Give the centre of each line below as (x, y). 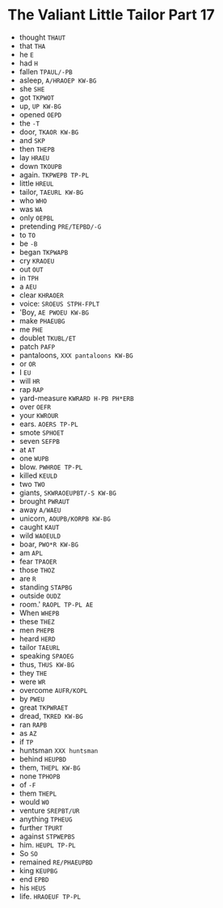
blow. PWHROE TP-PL (51, 467)
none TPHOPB (40, 776)
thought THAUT (42, 37)
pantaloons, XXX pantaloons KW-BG (76, 355)
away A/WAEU (40, 509)
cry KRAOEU (37, 260)
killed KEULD (38, 475)
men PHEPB (37, 630)
